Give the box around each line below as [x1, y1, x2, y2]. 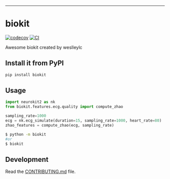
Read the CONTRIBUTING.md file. [5, 168, 76, 174]
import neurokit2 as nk [5, 99, 56, 105]
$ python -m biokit [5, 132, 47, 137]
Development [5, 155, 49, 164]
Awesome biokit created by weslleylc [5, 44, 82, 50]
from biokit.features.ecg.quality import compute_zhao [5, 104, 123, 109]
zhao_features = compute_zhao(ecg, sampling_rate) [5, 123, 114, 128]
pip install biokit [5, 72, 47, 77]
